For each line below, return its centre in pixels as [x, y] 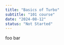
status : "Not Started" [29, 24]
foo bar [13, 38]
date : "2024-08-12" [26, 19]
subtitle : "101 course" [30, 14]
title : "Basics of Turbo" [32, 10]
